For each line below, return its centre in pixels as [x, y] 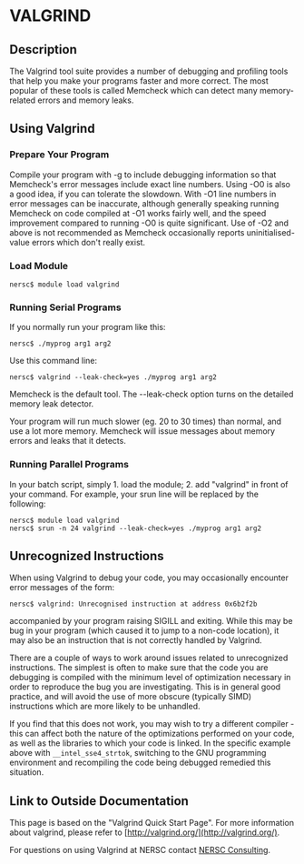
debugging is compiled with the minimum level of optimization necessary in [150, 678]
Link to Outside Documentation [99, 801]
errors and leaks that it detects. [68, 441]
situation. [27, 772]
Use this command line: [54, 361]
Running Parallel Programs [69, 465]
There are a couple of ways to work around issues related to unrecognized [149, 658]
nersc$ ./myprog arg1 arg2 [60, 344]
